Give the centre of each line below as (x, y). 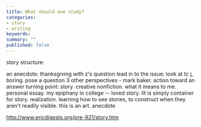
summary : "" (21, 40)
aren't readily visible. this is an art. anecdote (61, 105)
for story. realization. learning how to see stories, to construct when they (96, 99)
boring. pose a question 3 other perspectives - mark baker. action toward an (100, 80)
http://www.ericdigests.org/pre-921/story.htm (62, 117)
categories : (21, 17)
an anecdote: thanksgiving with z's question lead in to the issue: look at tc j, (100, 74)
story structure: (25, 62)
